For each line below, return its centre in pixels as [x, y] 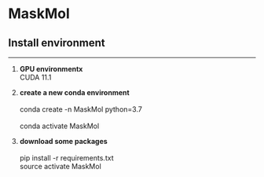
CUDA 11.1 [35, 77]
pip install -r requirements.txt [66, 158]
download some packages [63, 141]
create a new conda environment [74, 92]
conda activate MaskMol [59, 126]
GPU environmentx [51, 69]
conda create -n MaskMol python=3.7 [81, 109]
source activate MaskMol [60, 166]
